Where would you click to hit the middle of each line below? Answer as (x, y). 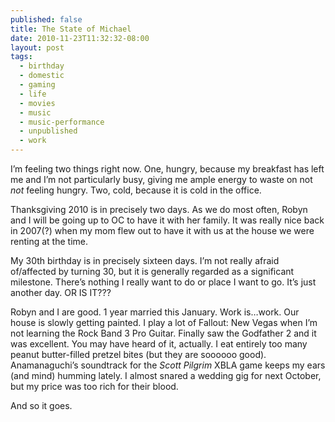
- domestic (42, 76)
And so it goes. (41, 405)
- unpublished (48, 131)
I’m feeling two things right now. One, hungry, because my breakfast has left (167, 169)
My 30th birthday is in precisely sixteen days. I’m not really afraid (145, 260)
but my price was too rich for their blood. (94, 386)
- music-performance (62, 122)
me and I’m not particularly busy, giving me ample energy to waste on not (161, 179)
